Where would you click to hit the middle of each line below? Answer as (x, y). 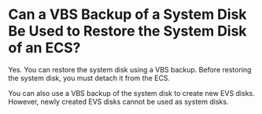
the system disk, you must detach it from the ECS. (89, 78)
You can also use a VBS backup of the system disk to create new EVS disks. (132, 93)
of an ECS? (44, 48)
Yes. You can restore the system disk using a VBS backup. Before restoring (130, 69)
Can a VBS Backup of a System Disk (127, 15)
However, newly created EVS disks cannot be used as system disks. (118, 101)
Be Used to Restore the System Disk (127, 31)
